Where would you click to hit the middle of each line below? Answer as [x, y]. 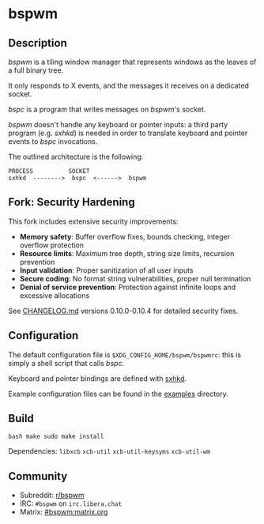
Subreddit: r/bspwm [52, 496]
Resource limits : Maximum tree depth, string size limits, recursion [127, 253]
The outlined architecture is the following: [76, 156]
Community [38, 476]
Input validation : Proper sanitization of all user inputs [106, 270]
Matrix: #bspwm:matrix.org [64, 512]
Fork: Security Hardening [72, 202]
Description [38, 43]
